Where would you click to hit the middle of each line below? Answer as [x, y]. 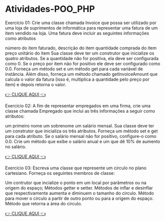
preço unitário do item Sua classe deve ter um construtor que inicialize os [80, 53]
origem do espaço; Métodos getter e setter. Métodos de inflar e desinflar [79, 188]
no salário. [16, 147]
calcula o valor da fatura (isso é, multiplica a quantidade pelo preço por [77, 79]
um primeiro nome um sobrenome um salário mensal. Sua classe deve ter [80, 126]
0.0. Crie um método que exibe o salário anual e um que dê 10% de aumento [83, 141]
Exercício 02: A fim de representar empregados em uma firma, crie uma [78, 106]
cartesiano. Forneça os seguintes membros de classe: [60, 173]
